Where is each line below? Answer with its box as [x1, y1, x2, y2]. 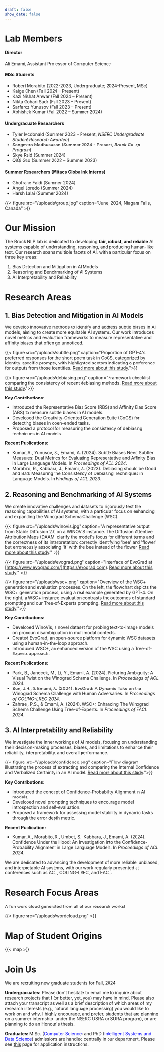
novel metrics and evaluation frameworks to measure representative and [5, 335, 152, 341]
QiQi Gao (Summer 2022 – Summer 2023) [12, 157, 97, 163]
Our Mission [5, 222, 56, 233]
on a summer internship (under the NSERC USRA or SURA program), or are [5, 1016, 157, 1021]
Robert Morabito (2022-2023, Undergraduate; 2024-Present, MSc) [12, 83, 148, 89]
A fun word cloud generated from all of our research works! [5, 904, 126, 909]
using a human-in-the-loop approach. [12, 640, 89, 646]
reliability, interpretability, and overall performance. [5, 750, 109, 756]
